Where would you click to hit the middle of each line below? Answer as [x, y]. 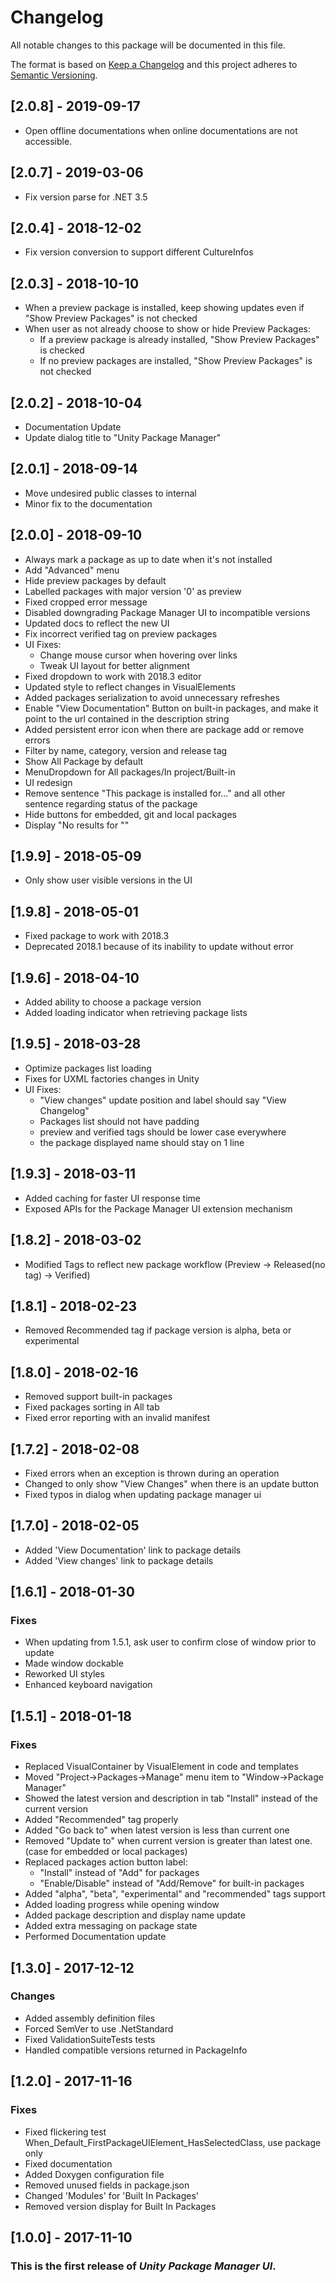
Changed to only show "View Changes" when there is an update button [172, 1483]
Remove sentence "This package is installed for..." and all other [155, 793]
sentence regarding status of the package [111, 803]
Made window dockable [74, 1663]
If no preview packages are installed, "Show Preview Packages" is [176, 361]
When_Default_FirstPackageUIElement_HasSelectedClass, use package [173, 2142]
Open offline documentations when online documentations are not [161, 130]
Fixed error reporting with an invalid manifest [117, 1418]
